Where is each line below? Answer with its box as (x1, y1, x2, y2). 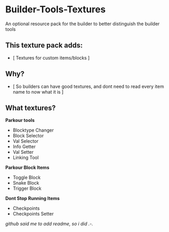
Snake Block (12, 180, 40, 186)
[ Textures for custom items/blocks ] (12, 55, 90, 61)
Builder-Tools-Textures (5, 4, 106, 15)
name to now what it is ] (12, 88, 64, 95)
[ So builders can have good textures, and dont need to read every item (12, 83, 164, 90)
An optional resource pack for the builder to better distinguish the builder (5, 21, 160, 27)
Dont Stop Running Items (5, 195, 60, 202)
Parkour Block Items (5, 165, 50, 171)
